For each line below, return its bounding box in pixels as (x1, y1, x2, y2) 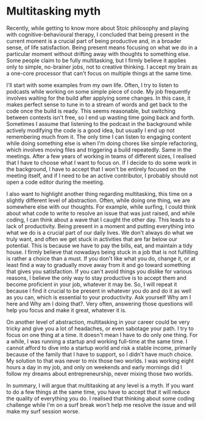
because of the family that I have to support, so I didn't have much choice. (6, 350, 193, 358)
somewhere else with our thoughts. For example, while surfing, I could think (6, 203, 197, 211)
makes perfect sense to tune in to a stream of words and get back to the (6, 100, 188, 108)
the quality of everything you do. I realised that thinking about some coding (6, 394, 195, 402)
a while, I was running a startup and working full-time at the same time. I (6, 338, 188, 345)
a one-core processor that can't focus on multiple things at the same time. (6, 69, 193, 77)
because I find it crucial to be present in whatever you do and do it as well (6, 287, 192, 294)
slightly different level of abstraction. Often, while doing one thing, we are (6, 197, 191, 204)
